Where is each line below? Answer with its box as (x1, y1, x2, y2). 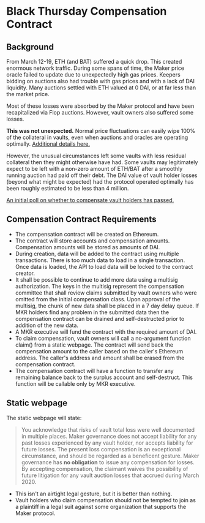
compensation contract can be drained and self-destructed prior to (15, 315, 185, 322)
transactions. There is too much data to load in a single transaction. (15, 256, 185, 264)
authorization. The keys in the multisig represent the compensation (15, 282, 184, 290)
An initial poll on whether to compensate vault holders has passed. (6, 197, 174, 203)
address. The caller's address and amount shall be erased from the (15, 354, 185, 361)
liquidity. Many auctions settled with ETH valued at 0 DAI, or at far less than (6, 84, 196, 91)
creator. (15, 269, 35, 277)
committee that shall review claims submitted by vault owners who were (15, 289, 197, 296)
